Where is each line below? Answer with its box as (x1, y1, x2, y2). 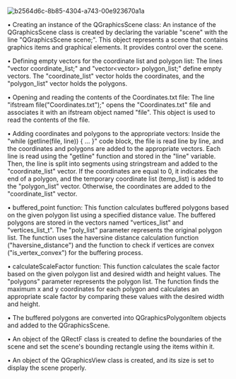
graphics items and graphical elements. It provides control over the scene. (7, 43, 224, 51)
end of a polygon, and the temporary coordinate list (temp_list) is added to (7, 174, 224, 183)
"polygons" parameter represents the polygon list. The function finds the (7, 277, 219, 285)
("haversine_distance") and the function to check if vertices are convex (7, 241, 215, 249)
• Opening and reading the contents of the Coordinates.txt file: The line (7, 93, 215, 101)
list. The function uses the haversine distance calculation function (7, 234, 199, 242)
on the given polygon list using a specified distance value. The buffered (7, 211, 216, 219)
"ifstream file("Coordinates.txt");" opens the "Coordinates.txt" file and (7, 101, 211, 109)
